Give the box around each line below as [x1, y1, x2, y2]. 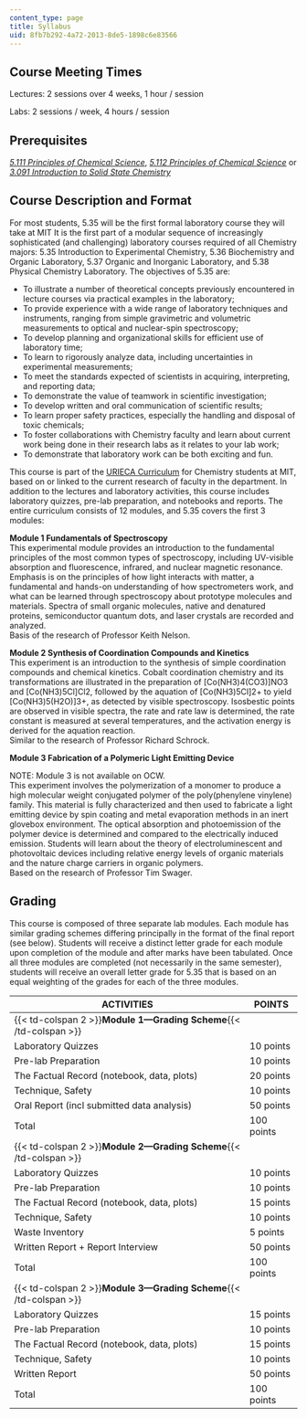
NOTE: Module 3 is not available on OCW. [9, 769, 166, 781]
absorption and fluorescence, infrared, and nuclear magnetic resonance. [9, 561, 283, 572]
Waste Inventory [14, 1225, 84, 1238]
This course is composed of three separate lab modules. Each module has [9, 917, 290, 928]
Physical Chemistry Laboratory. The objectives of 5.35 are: [9, 266, 231, 277]
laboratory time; [22, 342, 83, 353]
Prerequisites [9, 132, 88, 148]
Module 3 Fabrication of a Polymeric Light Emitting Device [9, 752, 235, 763]
